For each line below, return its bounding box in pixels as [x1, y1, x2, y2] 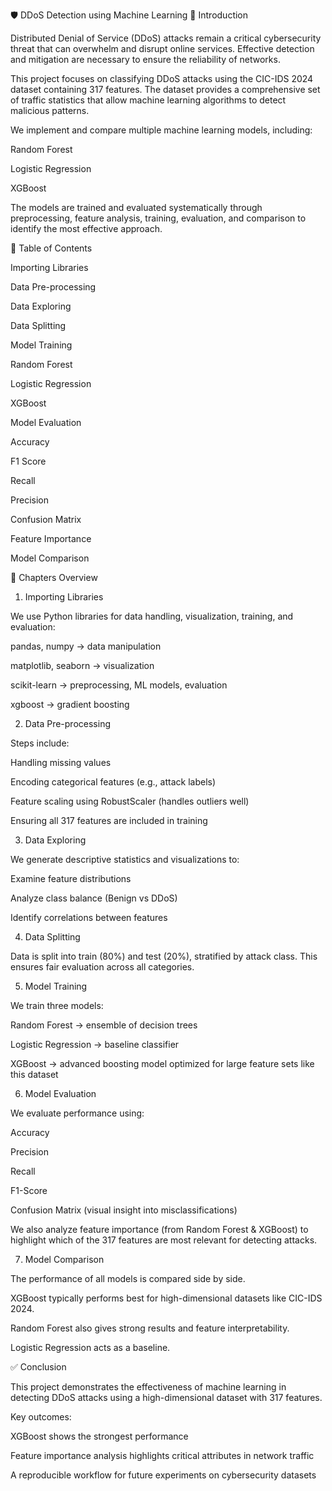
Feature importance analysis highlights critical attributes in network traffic [10, 1450, 315, 1461]
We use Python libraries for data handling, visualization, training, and [10, 610, 294, 622]
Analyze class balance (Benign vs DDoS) [10, 892, 178, 904]
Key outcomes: [10, 1411, 72, 1423]
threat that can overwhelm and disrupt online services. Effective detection [10, 43, 315, 54]
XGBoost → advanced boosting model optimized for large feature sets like [10, 1058, 315, 1069]
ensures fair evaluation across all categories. [10, 961, 195, 973]
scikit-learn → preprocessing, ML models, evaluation [10, 679, 228, 691]
